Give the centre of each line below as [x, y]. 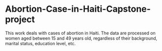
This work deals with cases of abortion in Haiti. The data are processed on [80, 33]
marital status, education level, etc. [40, 43]
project [20, 19]
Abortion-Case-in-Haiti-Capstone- [78, 9]
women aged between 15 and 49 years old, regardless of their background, [81, 38]
